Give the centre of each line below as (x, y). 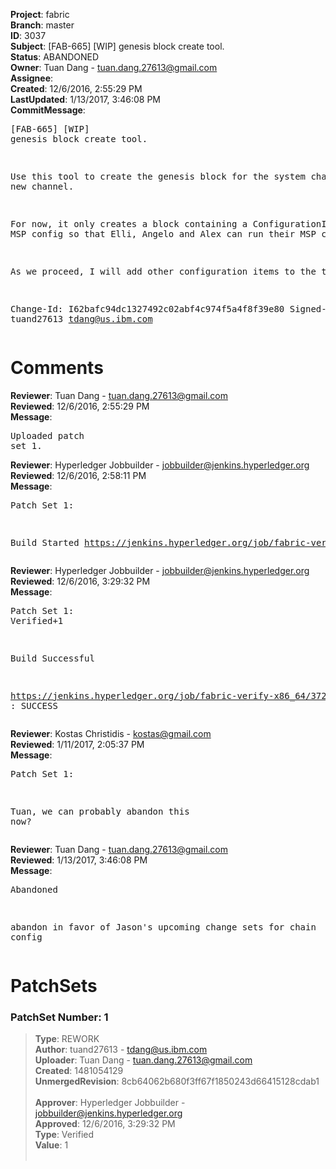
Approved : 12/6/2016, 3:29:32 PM (105, 1124)
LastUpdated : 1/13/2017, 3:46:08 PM (85, 99)
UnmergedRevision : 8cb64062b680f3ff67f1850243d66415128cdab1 (177, 1081)
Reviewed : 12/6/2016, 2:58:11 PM (78, 475)
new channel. (42, 186)
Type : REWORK (67, 1039)
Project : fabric (40, 14)
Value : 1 (51, 1145)
